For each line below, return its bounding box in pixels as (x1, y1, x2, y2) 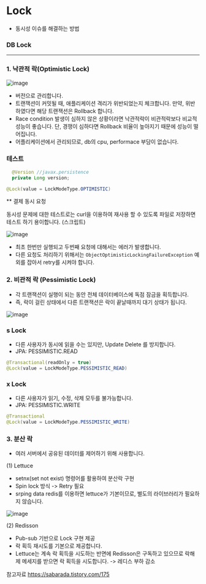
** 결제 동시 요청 (6, 198, 47, 205)
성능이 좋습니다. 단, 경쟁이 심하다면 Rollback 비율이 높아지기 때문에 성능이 (15, 122, 193, 130)
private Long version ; (12, 174, 70, 181)
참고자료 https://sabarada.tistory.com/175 (6, 570, 110, 578)
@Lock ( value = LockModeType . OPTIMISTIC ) (6, 185, 112, 192)
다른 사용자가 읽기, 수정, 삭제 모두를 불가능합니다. (15, 394, 134, 402)
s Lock (6, 326, 26, 335)
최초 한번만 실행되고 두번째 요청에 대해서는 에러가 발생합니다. (15, 243, 161, 251)
